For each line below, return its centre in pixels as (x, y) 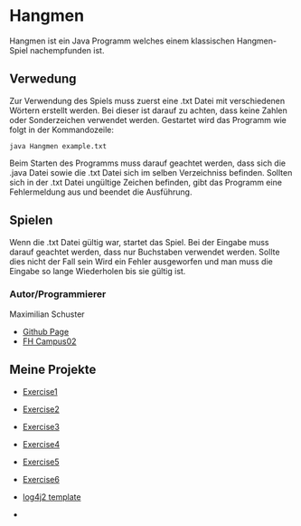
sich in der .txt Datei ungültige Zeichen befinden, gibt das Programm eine (146, 182)
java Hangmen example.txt (58, 146)
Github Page (46, 331)
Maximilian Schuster (47, 314)
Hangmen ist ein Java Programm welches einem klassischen (122, 41)
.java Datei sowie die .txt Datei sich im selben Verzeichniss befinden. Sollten (151, 172)
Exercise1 (40, 391)
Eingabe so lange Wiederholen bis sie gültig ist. (98, 271)
